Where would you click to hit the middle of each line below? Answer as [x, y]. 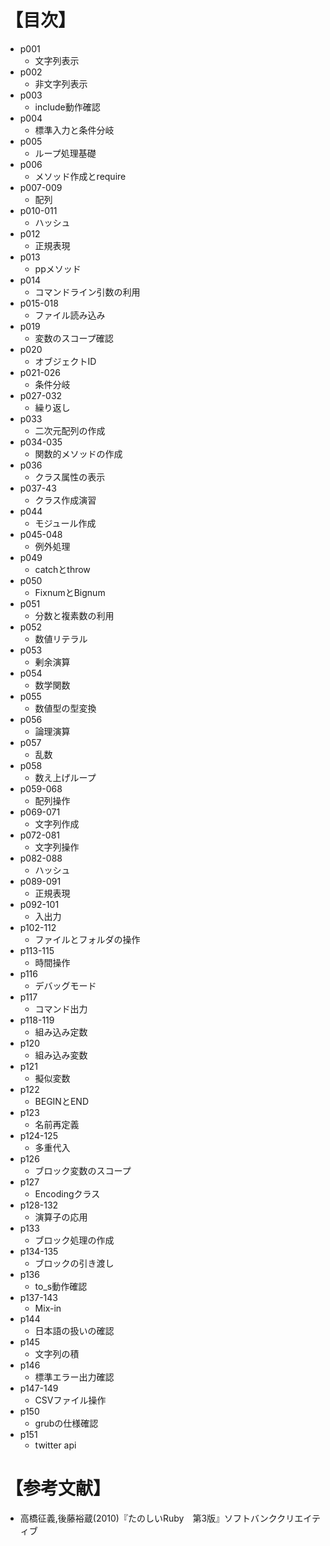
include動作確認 [67, 107]
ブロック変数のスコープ [83, 1170]
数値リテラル [61, 638]
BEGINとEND [61, 1101]
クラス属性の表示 [70, 477]
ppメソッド [58, 268]
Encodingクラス [67, 1193]
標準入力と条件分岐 [74, 130]
